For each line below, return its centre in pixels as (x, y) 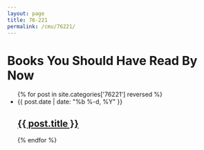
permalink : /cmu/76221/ (41, 26)
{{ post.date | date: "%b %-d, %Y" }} (70, 102)
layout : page (26, 13)
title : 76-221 (28, 20)
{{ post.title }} (48, 123)
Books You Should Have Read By (102, 60)
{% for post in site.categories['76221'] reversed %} (90, 95)
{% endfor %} (37, 140)
